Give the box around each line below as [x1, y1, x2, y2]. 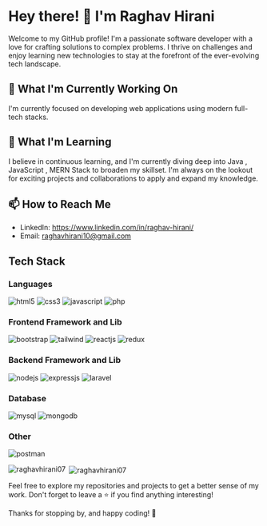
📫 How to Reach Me [8, 197, 111, 211]
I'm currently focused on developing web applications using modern [8, 103, 233, 113]
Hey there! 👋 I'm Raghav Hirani [8, 7, 215, 26]
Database [8, 393, 46, 404]
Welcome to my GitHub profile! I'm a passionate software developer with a [8, 34, 253, 43]
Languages [8, 278, 54, 289]
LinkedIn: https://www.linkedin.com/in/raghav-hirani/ [19, 223, 194, 233]
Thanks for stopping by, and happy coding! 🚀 [8, 508, 157, 518]
